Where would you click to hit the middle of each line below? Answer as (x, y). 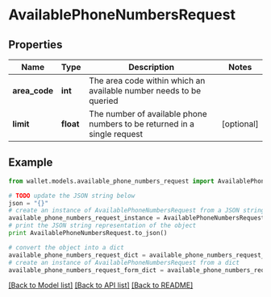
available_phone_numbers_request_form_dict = (86, 270)
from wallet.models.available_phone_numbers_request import (112, 181)
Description (152, 67)
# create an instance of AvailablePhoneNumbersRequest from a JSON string (137, 211)
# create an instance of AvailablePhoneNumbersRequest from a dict (124, 262)
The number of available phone (148, 114)
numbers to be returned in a (142, 124)
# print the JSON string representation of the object (102, 226)
